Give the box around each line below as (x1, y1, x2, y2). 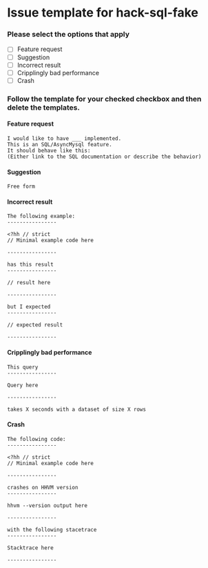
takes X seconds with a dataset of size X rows (7, 406, 147, 413)
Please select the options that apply (7, 30, 129, 39)
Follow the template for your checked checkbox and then (7, 94, 202, 104)
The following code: (7, 435, 67, 442)
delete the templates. (7, 102, 81, 112)
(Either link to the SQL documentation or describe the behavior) (7, 153, 202, 160)
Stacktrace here (7, 544, 54, 551)
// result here (7, 280, 51, 286)
